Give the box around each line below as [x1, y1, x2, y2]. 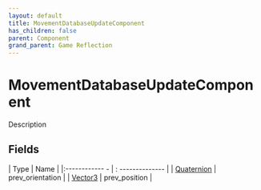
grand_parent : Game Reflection [8, 42, 113, 50]
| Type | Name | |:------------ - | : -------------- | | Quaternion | [8, 164, 217, 173]
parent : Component [8, 34, 70, 42]
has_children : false [8, 26, 78, 34]
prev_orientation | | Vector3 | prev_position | [8, 172, 153, 182]
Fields [8, 143, 40, 156]
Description [8, 119, 46, 129]
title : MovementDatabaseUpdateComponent [8, 19, 146, 27]
